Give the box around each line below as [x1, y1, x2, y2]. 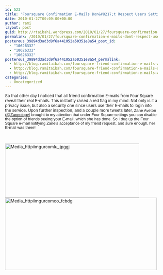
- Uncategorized [9, 79, 42, 84]
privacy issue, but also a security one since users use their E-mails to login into [5, 103, 152, 108]
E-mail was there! [5, 125, 36, 130]
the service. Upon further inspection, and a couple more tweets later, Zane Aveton [5, 108, 156, 113]
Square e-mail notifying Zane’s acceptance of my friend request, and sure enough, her [5, 120, 155, 126]
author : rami [5, 20, 32, 26]
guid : [5, 30, 16, 35]
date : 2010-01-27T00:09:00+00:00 [5, 16, 73, 21]
